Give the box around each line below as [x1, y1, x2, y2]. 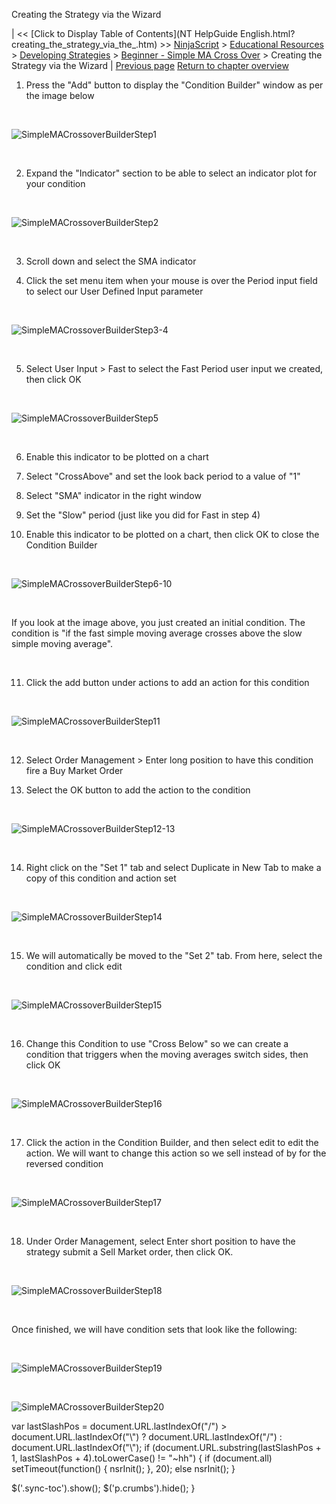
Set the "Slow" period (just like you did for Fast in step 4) [25, 509, 261, 521]
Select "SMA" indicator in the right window [25, 490, 202, 501]
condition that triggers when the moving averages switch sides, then [25, 1049, 309, 1060]
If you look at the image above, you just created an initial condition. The [11, 617, 306, 628]
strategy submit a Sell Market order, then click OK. [25, 1246, 234, 1258]
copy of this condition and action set [25, 872, 177, 884]
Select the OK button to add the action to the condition [25, 784, 251, 796]
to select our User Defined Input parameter [25, 285, 204, 297]
